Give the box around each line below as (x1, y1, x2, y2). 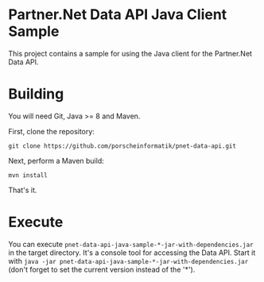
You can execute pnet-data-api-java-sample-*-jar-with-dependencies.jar (8, 239, 254, 249)
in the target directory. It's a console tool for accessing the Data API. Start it (8, 248, 256, 257)
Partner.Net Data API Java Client (8, 6, 227, 24)
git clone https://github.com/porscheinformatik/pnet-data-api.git (8, 141, 237, 150)
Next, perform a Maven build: (8, 156, 105, 165)
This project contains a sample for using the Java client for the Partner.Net (8, 48, 253, 58)
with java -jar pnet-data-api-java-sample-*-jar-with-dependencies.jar (8, 256, 249, 265)
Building (8, 85, 64, 103)
